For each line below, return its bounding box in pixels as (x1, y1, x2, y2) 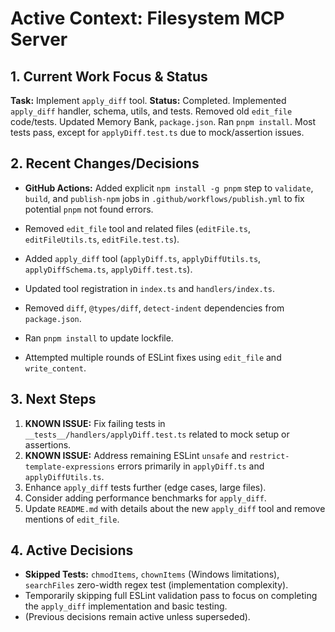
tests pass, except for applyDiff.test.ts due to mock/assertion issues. (10, 127, 305, 138)
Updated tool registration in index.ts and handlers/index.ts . (24, 282, 275, 294)
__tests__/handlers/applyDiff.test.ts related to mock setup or (24, 428, 290, 440)
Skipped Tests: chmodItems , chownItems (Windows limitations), (24, 568, 280, 581)
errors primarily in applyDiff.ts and (116, 460, 265, 472)
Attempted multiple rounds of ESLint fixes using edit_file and (24, 351, 282, 363)
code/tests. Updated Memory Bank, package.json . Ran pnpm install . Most (10, 116, 316, 127)
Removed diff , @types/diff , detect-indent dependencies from (24, 302, 285, 314)
